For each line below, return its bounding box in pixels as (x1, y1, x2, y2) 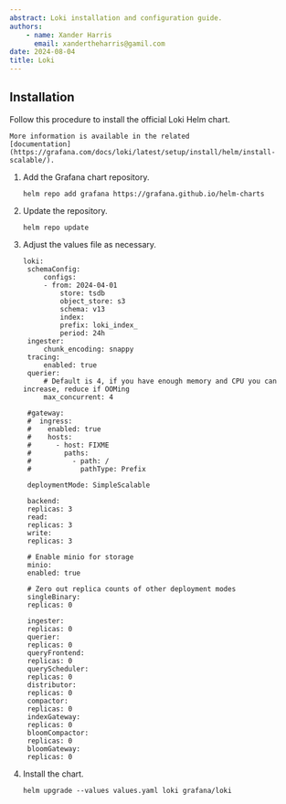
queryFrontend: (26, 648, 85, 658)
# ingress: (26, 417, 73, 426)
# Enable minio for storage (26, 552, 134, 562)
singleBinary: (26, 592, 81, 601)
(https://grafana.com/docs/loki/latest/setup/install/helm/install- (9, 147, 276, 156)
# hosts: (26, 432, 73, 441)
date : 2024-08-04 (9, 48, 76, 57)
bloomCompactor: (26, 728, 90, 737)
